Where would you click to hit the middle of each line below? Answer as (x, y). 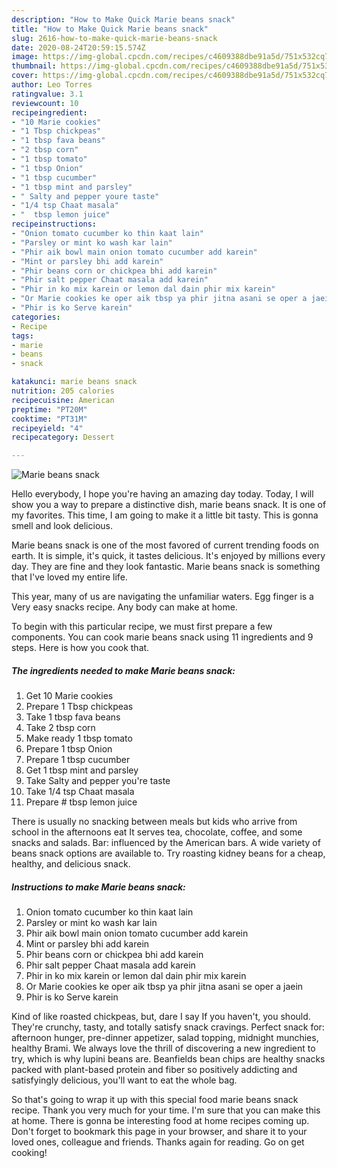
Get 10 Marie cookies (69, 696)
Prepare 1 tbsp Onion (69, 749)
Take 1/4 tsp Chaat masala (80, 792)
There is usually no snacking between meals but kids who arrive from (154, 822)
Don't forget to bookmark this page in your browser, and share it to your (159, 1132)
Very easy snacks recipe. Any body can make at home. (124, 607)
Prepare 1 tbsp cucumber (78, 760)
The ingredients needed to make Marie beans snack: (123, 670)
